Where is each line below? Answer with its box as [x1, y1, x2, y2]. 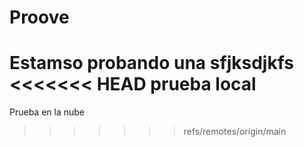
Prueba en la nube [9, 106, 86, 118]
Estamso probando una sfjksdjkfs [9, 52, 295, 75]
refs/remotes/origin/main [183, 126, 287, 138]
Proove [9, 6, 70, 29]
